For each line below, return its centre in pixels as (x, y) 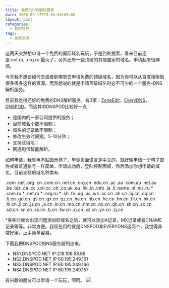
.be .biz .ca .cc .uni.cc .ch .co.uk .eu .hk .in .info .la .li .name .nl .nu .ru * (79, 188)
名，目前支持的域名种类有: (33, 172)
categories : (18, 24)
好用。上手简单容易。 (32, 232)
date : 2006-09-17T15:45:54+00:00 (40, 15)
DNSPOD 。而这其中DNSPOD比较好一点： (48, 106)
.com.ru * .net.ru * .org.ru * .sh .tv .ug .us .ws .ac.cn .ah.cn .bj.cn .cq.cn (79, 193)
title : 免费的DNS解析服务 (30, 10)
